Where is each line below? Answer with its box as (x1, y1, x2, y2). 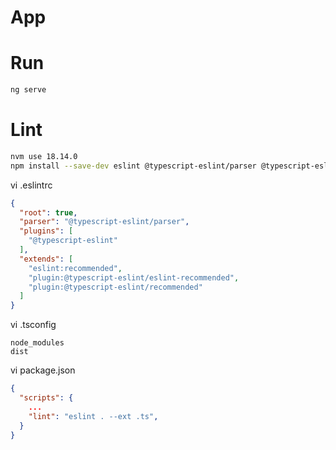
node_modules (10, 338, 65, 348)
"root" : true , (19, 207, 78, 218)
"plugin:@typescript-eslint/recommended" (28, 282, 203, 292)
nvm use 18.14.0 (10, 151, 78, 161)
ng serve (10, 85, 47, 95)
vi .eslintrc (10, 179, 53, 191)
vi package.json (10, 364, 76, 376)
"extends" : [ (19, 254, 74, 264)
